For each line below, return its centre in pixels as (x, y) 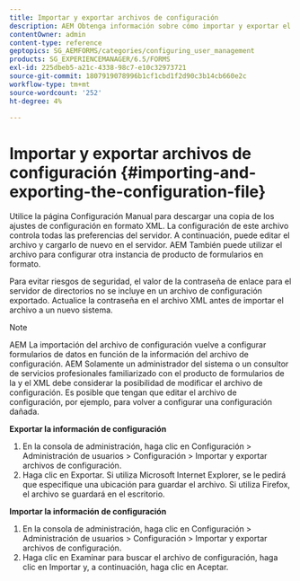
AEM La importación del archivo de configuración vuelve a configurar (138, 345)
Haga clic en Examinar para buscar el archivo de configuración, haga (150, 558)
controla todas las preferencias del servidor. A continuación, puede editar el (150, 235)
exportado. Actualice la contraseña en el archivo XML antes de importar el (147, 301)
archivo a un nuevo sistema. (62, 310)
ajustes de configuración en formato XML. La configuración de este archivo (149, 226)
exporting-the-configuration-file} (138, 192)
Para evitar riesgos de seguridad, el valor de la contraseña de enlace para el (150, 282)
